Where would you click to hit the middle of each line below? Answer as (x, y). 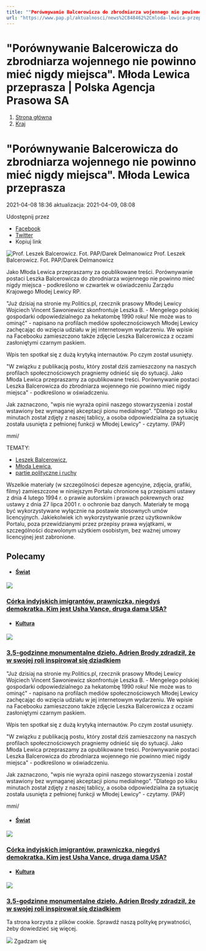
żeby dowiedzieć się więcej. (42, 929)
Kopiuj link (28, 242)
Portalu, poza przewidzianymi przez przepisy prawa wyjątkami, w (89, 524)
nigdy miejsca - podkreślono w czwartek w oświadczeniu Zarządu (90, 285)
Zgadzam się (30, 941)
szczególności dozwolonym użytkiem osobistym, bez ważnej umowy (93, 530)
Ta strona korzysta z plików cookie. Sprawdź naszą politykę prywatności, (99, 922)
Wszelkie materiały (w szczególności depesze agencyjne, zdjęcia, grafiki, (99, 485)
